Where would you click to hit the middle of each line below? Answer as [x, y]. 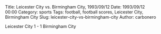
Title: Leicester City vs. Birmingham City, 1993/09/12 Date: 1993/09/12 [75, 7]
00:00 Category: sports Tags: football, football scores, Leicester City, [74, 12]
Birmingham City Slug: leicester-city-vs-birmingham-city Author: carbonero [80, 17]
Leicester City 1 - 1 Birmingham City [40, 26]
